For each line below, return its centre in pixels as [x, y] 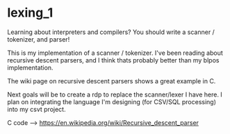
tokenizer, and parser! [39, 39]
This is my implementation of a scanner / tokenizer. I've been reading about [115, 53]
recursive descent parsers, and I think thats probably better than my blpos [113, 60]
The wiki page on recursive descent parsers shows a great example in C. [112, 81]
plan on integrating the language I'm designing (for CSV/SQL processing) [112, 101]
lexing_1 [30, 13]
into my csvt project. [36, 109]
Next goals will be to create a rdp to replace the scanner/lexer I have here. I [115, 94]
